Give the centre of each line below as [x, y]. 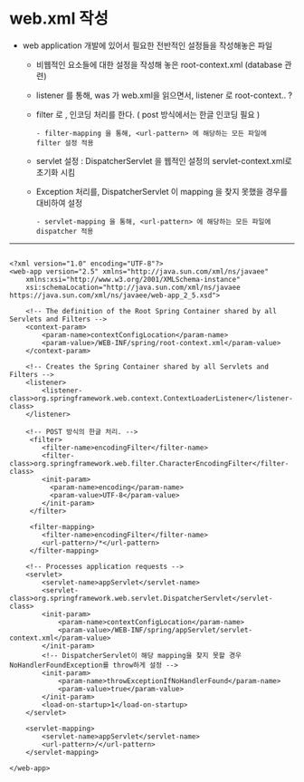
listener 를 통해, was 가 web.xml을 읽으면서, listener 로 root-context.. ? [164, 95]
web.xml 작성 [59, 19]
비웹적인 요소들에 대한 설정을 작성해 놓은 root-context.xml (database [159, 64]
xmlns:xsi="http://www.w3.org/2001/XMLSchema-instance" [133, 279]
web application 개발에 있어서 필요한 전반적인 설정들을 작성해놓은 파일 [147, 45]
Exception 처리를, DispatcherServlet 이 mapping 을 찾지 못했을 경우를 [161, 191]
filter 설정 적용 [65, 143]
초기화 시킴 [55, 172]
